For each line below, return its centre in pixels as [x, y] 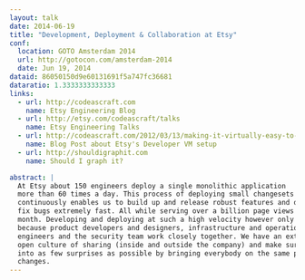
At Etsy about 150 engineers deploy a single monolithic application [152, 186]
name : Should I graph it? [75, 161]
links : [22, 93]
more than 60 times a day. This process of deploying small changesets [156, 194]
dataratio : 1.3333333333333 [63, 85]
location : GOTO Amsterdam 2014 [77, 52]
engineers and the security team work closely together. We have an [150, 237]
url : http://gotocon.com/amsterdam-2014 [95, 60]
